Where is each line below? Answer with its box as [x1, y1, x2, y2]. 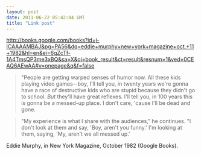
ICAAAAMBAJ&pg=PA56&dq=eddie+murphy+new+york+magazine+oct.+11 [6, 43, 194, 50]
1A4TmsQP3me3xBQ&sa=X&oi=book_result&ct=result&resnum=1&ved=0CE [6, 55, 194, 63]
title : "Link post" [6, 20, 56, 26]
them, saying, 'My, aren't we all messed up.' [21, 130, 131, 138]
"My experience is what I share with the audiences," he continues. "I [21, 118, 191, 125]
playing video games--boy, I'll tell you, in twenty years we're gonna [21, 80, 189, 87]
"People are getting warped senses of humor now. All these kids [21, 74, 181, 81]
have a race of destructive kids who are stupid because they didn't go [21, 87, 196, 94]
